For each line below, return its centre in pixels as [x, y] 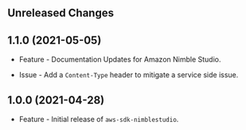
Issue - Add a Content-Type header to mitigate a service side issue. [129, 75]
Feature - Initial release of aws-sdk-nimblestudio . [99, 120]
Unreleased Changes [61, 13]
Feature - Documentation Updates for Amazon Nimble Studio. [120, 60]
